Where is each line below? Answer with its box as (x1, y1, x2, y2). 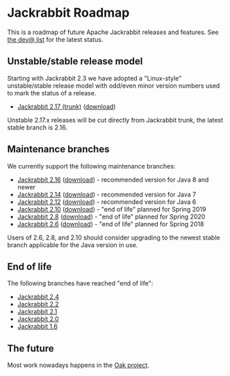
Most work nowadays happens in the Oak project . (7, 361, 149, 370)
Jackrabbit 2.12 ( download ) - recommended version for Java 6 (17, 197, 197, 206)
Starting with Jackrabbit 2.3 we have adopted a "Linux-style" (7, 74, 182, 82)
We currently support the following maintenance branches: (7, 162, 176, 170)
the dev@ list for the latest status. (7, 35, 104, 43)
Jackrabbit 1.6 (17, 322, 58, 331)
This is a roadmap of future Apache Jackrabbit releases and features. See (7, 28, 219, 36)
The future (7, 343, 54, 354)
